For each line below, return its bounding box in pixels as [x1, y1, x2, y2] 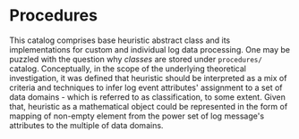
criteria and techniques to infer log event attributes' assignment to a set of [9, 82, 283, 93]
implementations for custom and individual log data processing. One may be [9, 44, 291, 54]
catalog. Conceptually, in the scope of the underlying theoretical [9, 63, 247, 74]
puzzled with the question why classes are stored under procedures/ [9, 53, 262, 64]
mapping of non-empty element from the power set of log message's [9, 110, 265, 121]
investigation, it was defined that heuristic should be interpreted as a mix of [9, 72, 287, 83]
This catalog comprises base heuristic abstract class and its [9, 35, 231, 45]
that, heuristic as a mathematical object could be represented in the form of [9, 101, 288, 111]
